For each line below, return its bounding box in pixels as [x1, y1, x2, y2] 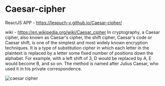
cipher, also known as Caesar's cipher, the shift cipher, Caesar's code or [5, 34, 152, 40]
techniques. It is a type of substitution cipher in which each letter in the [5, 45, 149, 51]
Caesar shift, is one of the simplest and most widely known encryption [5, 39, 148, 45]
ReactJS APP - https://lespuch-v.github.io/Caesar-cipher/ [5, 20, 122, 26]
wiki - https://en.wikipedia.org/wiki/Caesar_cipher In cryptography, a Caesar [5, 29, 160, 35]
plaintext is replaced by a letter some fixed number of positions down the [5, 50, 154, 56]
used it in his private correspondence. [5, 65, 82, 72]
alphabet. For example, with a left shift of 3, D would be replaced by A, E [5, 55, 152, 61]
